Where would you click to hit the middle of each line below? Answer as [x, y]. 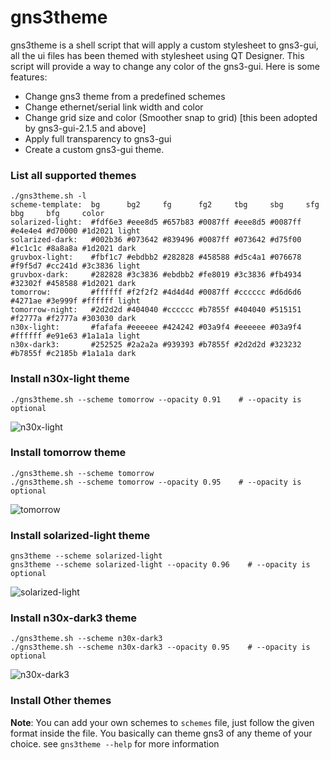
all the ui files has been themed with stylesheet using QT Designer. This [157, 55]
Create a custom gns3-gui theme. [94, 149]
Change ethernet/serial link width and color [114, 107]
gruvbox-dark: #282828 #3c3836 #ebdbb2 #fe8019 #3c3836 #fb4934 [156, 275]
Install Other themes [61, 701]
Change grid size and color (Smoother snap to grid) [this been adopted [171, 117]
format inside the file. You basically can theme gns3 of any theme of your [161, 733]
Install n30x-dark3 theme [74, 618]
